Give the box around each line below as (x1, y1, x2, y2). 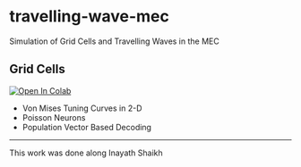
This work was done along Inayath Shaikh (9, 147, 163, 158)
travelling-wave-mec (9, 6, 170, 27)
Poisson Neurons (21, 112, 86, 122)
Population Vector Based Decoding (21, 121, 152, 132)
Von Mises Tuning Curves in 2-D (21, 103, 142, 113)
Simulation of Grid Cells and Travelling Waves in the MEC (9, 36, 219, 46)
